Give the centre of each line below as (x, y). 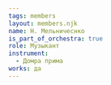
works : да (25, 69)
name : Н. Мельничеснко (47, 31)
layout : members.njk (43, 23)
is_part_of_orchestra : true (56, 38)
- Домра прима (39, 62)
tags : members (32, 16)
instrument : (28, 53)
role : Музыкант (34, 46)
